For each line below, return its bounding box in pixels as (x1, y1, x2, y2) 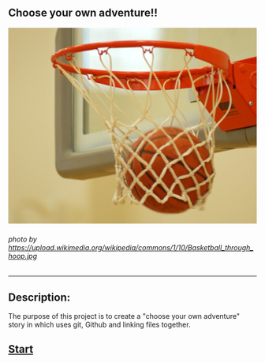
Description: (8, 290, 71, 304)
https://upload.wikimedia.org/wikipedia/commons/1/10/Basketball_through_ (8, 242, 254, 252)
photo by (8, 234, 38, 244)
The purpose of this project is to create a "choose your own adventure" (8, 312, 241, 321)
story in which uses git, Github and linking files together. (8, 320, 191, 330)
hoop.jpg (8, 251, 38, 260)
